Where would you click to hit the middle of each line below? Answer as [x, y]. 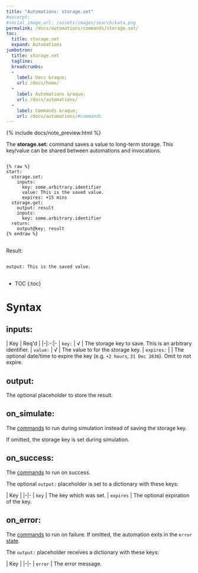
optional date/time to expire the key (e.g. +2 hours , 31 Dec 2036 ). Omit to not [99, 356]
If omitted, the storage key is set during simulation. [68, 439]
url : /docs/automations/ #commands [59, 116]
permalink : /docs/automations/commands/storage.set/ [72, 28]
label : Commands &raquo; [47, 111]
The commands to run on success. [48, 472]
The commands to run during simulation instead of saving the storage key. [97, 428]
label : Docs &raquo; [42, 77]
